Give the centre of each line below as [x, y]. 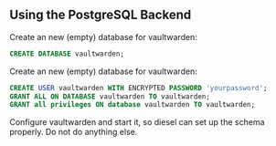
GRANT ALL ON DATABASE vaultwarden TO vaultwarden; [110, 96]
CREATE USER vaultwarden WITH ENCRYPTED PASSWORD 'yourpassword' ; [138, 88]
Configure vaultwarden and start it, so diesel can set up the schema [137, 122]
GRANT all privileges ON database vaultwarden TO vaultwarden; [133, 105]
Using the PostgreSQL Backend [101, 15]
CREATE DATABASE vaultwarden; [67, 54]
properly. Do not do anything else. [74, 132]
